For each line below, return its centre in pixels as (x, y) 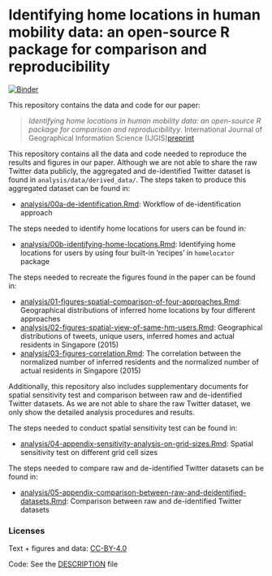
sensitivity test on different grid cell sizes (89, 452)
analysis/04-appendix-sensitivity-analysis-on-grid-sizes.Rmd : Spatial (137, 444)
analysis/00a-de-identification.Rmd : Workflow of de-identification (130, 204)
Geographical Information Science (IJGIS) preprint (111, 138)
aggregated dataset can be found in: (69, 188)
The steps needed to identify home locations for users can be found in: (127, 228)
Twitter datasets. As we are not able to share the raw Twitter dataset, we (130, 403)
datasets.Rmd (43, 500)
